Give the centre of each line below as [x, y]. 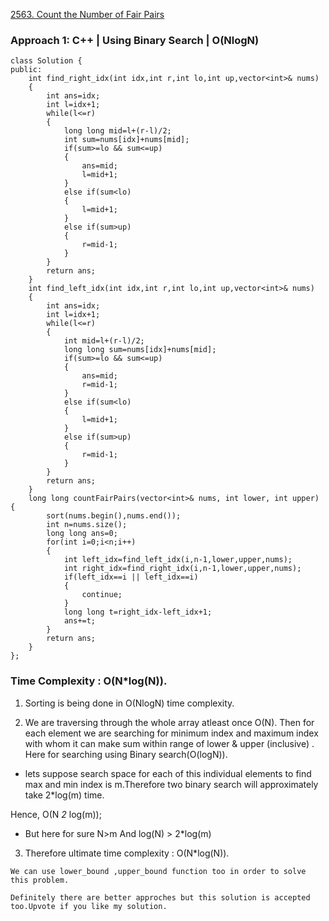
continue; [102, 595]
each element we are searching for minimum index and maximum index [171, 733]
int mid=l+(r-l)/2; [104, 341]
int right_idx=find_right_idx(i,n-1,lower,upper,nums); [182, 569]
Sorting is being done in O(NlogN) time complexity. [129, 703]
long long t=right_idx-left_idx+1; [138, 612]
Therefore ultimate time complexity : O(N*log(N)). [127, 853]
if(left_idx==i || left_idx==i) [131, 577]
